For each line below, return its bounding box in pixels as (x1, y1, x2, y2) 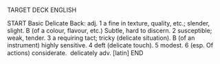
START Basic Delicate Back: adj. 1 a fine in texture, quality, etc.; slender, (7, 19, 210, 27)
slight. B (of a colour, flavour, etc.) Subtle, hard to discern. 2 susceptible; (7, 27, 212, 34)
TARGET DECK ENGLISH (7, 6, 77, 14)
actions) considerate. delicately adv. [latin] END (7, 49, 144, 57)
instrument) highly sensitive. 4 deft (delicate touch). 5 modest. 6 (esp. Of (7, 41, 214, 49)
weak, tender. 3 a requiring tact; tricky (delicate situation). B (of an (7, 34, 195, 42)
